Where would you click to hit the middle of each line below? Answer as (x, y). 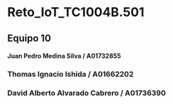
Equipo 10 (29, 38)
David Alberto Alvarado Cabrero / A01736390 (87, 93)
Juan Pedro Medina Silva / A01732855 (64, 56)
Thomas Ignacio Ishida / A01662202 (70, 74)
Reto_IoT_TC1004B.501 (76, 12)
